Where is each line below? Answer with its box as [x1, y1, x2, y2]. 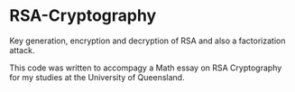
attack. [9, 44, 35, 55]
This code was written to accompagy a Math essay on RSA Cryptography [9, 62, 282, 73]
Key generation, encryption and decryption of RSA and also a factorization [9, 35, 286, 46]
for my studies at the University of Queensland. [9, 71, 185, 82]
